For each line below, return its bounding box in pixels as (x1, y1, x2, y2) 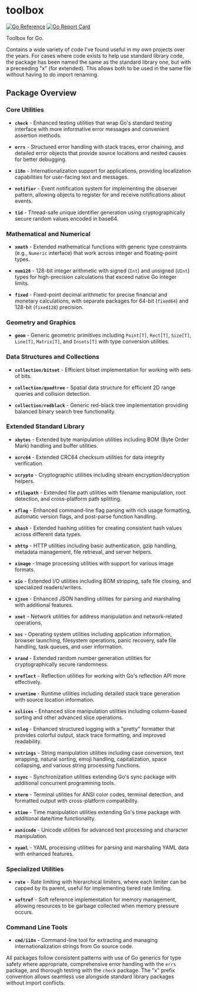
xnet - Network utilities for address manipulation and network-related (14, 613, 183, 620)
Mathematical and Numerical (6, 229, 91, 238)
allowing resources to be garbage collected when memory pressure (14, 902, 179, 909)
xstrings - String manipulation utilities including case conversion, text (14, 749, 184, 756)
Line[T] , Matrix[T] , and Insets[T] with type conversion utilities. (14, 338, 169, 345)
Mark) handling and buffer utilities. (14, 442, 98, 449)
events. (14, 197, 33, 204)
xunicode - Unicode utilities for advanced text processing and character (14, 826, 188, 833)
